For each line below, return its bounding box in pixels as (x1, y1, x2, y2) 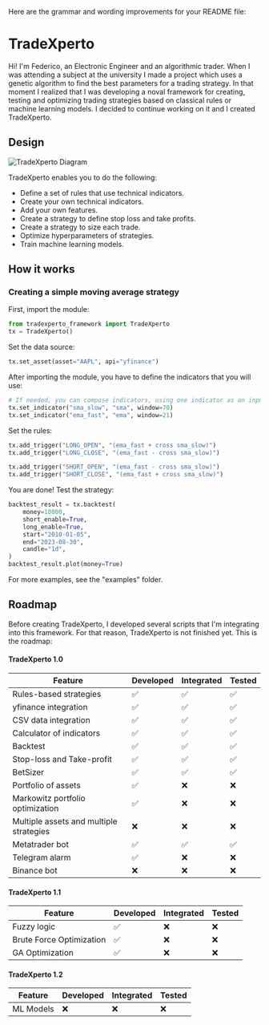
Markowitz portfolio (12, 793, 86, 804)
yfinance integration (12, 702, 88, 713)
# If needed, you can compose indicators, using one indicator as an (8, 396, 246, 404)
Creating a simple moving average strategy (8, 286, 180, 298)
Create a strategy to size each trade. (19, 222, 141, 232)
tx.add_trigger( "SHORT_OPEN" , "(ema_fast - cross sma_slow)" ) (8, 463, 220, 472)
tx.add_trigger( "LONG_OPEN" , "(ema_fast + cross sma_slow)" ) (8, 441, 217, 449)
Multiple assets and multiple (12, 816, 118, 827)
